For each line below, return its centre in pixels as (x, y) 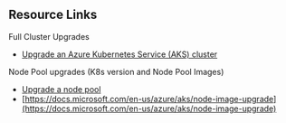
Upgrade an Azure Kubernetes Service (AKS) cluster (119, 54)
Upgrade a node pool (61, 89)
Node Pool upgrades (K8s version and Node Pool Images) (116, 71)
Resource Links (53, 15)
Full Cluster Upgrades (49, 36)
